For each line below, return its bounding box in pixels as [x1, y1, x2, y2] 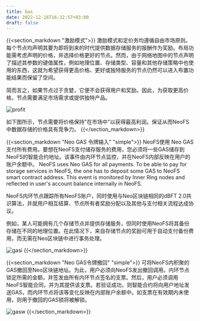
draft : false [6, 20, 39, 26]
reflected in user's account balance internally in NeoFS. [6, 180, 143, 188]
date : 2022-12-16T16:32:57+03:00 [6, 14, 89, 20]
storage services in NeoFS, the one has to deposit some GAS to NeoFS [6, 167, 180, 174]
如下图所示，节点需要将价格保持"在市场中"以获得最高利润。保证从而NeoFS [6, 119, 189, 126]
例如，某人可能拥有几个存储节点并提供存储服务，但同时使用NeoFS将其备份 [6, 220, 190, 227]
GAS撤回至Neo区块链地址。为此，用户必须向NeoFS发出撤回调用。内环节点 [6, 266, 190, 274]
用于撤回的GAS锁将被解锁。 [21, 296, 90, 304]
